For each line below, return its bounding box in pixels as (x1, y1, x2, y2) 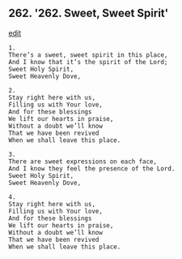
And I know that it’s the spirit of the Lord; (8, 58, 168, 66)
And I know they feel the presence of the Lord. (8, 164, 176, 173)
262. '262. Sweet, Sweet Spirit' (8, 6, 169, 20)
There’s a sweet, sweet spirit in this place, (8, 50, 168, 59)
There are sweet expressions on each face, (8, 158, 158, 166)
